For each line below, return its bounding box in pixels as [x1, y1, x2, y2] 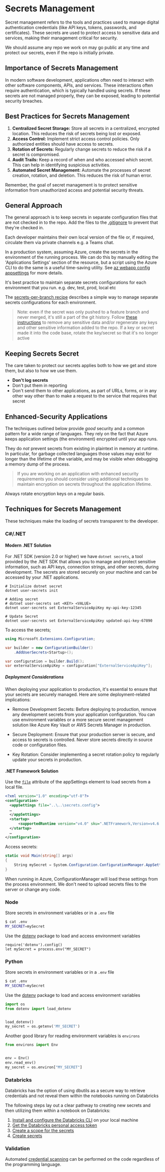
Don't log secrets [12, 377, 48, 383]
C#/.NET [5, 530, 26, 537]
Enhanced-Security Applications [5, 412, 108, 421]
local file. [5, 784, 24, 790]
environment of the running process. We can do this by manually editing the [5, 254, 159, 260]
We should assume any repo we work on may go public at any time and [5, 44, 150, 50]
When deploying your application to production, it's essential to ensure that [5, 686, 157, 692]
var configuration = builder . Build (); [5, 659, 84, 664]
